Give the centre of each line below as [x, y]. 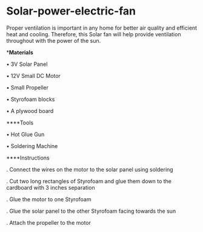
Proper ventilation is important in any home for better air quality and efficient [102, 28]
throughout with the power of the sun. [54, 40]
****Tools [20, 123]
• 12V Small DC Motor [33, 76]
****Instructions [28, 158]
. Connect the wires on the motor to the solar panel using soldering [90, 169]
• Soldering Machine [32, 146]
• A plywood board [30, 111]
